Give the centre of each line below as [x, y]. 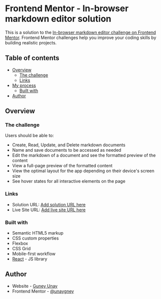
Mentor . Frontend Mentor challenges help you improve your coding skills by [81, 38]
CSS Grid [21, 249]
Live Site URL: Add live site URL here [49, 210]
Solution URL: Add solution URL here [49, 204]
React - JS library [30, 259]
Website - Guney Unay [35, 286]
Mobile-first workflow [34, 254]
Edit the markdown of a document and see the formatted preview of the [84, 155]
